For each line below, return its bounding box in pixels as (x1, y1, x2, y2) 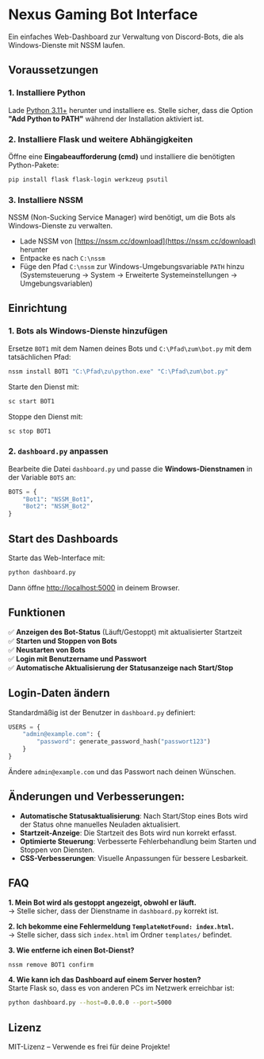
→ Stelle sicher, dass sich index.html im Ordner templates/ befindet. (8, 929, 232, 940)
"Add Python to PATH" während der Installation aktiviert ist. (8, 114, 205, 123)
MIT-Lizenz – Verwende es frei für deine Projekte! (8, 1042, 170, 1052)
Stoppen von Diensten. (19, 845, 95, 855)
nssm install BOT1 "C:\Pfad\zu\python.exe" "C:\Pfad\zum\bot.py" (8, 368, 228, 376)
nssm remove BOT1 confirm (8, 960, 94, 968)
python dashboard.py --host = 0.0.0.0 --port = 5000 (8, 999, 172, 1007)
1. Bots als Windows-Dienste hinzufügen (8, 325, 168, 337)
